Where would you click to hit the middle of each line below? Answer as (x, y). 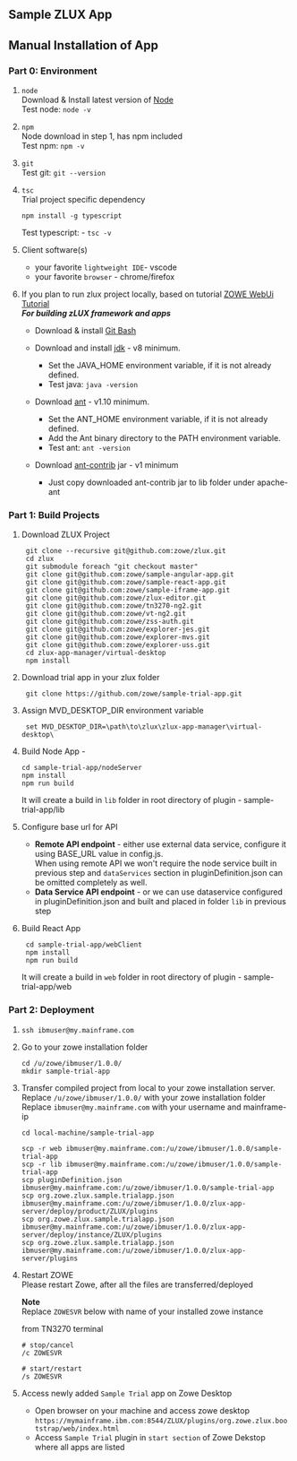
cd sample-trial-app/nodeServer (81, 768)
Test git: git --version (64, 173)
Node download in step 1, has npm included (102, 136)
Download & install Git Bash (85, 331)
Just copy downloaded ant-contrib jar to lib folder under (152, 482)
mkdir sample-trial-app (66, 1071)
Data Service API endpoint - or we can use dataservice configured (159, 892)
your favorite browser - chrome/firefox (105, 277)
